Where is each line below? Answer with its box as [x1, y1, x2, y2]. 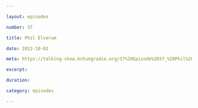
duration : [6, 77, 31, 83]
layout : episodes [6, 14, 49, 19]
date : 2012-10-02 [6, 45, 49, 52]
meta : [6, 56, 19, 62]
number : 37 [6, 24, 33, 30]
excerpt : [6, 67, 28, 73]
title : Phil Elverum [6, 35, 57, 41]
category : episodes [6, 88, 54, 94]
